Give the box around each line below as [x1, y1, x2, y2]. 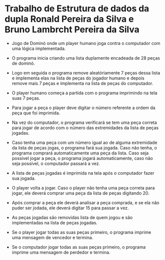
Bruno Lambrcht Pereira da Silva [4, 24, 139, 35]
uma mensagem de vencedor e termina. [11, 234, 93, 240]
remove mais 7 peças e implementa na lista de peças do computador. [11, 80, 154, 86]
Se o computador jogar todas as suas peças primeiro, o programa [11, 244, 146, 250]
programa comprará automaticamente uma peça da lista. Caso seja [11, 150, 149, 156]
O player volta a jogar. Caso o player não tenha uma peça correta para [11, 185, 155, 190]
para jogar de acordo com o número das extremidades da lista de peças [11, 124, 159, 131]
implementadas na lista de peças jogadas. [11, 220, 98, 225]
